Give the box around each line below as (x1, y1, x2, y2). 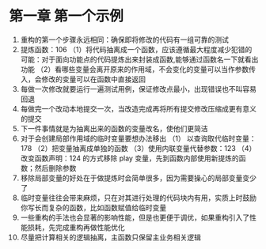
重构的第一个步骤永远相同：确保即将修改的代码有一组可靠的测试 (20, 35, 229, 44)
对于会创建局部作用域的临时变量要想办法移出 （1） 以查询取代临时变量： (20, 134, 256, 143)
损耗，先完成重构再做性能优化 (27, 222, 125, 232)
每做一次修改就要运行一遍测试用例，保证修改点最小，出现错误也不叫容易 (20, 84, 256, 93)
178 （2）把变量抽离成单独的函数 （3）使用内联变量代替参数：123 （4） (20, 143, 256, 153)
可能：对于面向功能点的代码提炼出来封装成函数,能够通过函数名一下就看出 (20, 55, 259, 64)
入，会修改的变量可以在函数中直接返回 (20, 74, 146, 84)
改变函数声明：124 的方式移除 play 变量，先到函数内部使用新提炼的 (20, 153, 240, 163)
